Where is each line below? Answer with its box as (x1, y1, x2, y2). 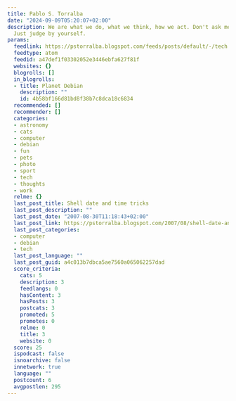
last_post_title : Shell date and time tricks (13, 200, 150, 208)
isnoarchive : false (13, 357, 71, 364)
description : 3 (20, 279, 65, 286)
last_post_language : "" (13, 253, 83, 260)
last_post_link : (13, 219, 61, 227)
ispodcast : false (13, 350, 65, 357)
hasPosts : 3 (20, 298, 55, 305)
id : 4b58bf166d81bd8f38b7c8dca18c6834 (20, 96, 133, 103)
